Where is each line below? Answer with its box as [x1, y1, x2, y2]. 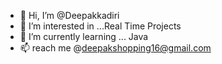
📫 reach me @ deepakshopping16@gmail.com [19, 42, 212, 54]
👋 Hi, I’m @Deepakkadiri [19, 10, 120, 21]
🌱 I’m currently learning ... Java [19, 31, 149, 42]
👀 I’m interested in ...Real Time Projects [19, 20, 182, 32]
